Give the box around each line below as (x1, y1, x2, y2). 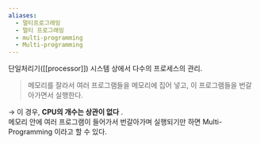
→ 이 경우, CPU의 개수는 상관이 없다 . (8, 108, 124, 117)
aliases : (8, 11, 37, 20)
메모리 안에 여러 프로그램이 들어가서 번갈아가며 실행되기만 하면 (8, 117, 201, 127)
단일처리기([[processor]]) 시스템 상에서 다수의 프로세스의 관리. (8, 64, 203, 74)
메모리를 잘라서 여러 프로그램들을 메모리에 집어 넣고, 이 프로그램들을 (27, 81, 238, 90)
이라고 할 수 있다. (54, 127, 107, 137)
